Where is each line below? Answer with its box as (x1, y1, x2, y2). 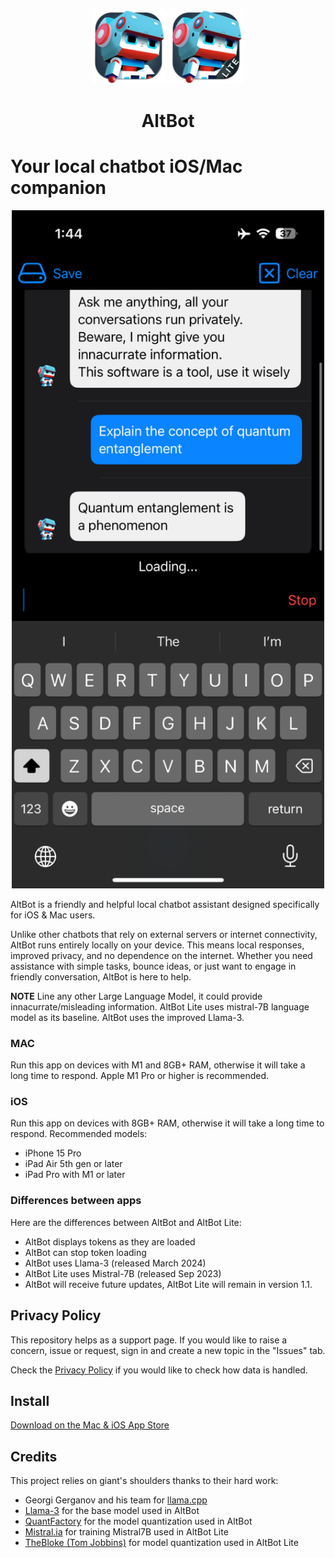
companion (10, 177, 107, 199)
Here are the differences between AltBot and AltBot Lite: (10, 1216, 242, 1228)
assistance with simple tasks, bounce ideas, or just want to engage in (10, 960, 297, 972)
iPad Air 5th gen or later (24, 1158, 123, 1170)
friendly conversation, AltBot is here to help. (10, 970, 192, 983)
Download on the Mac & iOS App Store (10, 1419, 170, 1431)
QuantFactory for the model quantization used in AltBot (24, 1515, 253, 1528)
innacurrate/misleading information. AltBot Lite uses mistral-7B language (10, 1000, 310, 1013)
